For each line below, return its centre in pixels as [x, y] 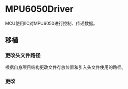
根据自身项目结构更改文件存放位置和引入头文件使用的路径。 [65, 67]
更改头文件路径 [23, 56]
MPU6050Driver [39, 9]
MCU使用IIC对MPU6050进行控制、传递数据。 [51, 23]
